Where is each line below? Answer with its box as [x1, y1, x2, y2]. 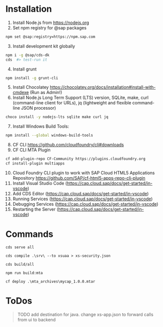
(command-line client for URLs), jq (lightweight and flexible [12, 100, 131, 106]
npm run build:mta [5, 270, 43, 275]
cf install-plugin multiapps [5, 161, 65, 166]
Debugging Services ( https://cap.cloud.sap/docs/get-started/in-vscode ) [12, 201, 159, 207]
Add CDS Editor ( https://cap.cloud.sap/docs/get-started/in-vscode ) [12, 190, 149, 196]
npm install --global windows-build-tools [5, 133, 93, 138]
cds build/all [5, 262, 35, 267]
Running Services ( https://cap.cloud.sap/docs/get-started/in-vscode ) [12, 196, 153, 202]
